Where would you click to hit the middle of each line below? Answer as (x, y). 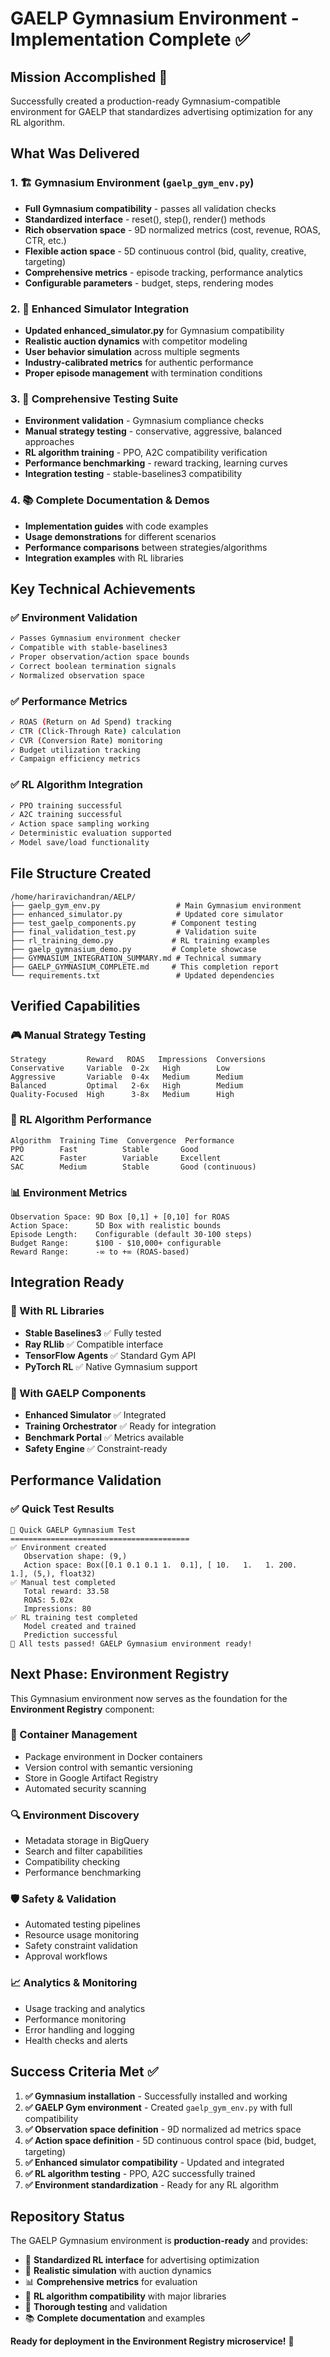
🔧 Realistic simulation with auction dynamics (118, 2271)
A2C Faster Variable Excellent (116, 1158)
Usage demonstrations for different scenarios (120, 536)
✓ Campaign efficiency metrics (75, 759)
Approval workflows (66, 1956)
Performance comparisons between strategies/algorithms (146, 547)
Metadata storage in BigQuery (87, 1841)
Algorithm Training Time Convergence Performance (122, 1140)
